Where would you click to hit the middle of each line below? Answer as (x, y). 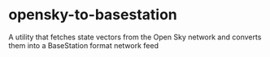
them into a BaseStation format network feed (83, 45)
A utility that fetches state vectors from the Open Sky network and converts (135, 37)
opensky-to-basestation (93, 15)
